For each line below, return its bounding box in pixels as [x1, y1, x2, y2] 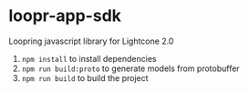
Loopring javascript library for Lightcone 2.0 [8, 36, 174, 46]
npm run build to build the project [21, 72, 149, 83]
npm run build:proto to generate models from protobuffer [21, 63, 240, 74]
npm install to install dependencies [21, 53, 157, 64]
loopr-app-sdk [8, 5, 122, 26]
